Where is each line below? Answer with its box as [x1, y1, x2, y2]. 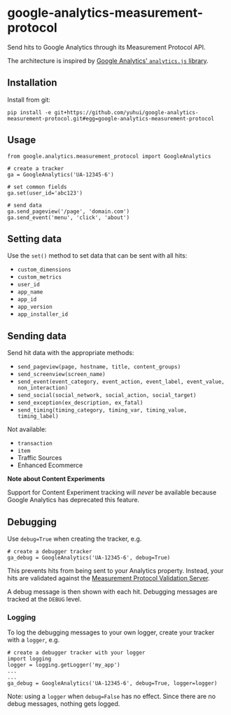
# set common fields [7, 183, 68, 190]
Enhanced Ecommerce [17, 461, 83, 470]
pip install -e [7, 109, 52, 116]
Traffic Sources [17, 454, 62, 462]
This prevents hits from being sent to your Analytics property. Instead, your [7, 567, 224, 575]
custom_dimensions [17, 266, 71, 274]
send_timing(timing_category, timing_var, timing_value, [17, 407, 188, 414]
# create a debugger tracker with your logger [7, 649, 146, 656]
